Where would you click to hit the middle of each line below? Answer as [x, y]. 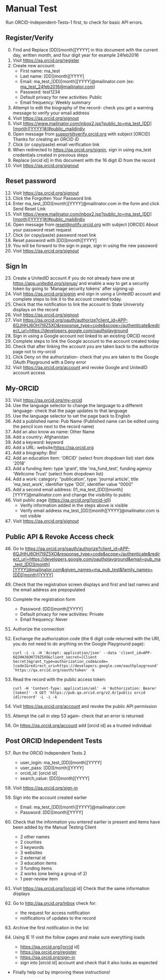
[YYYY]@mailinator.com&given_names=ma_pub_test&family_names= [83, 570]
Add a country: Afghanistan [41, 437]
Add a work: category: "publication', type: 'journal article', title [75, 479]
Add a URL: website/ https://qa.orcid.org [53, 448]
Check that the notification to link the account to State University [78, 304]
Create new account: [34, 65]
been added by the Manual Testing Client [54, 827]
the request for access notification [55, 913]
